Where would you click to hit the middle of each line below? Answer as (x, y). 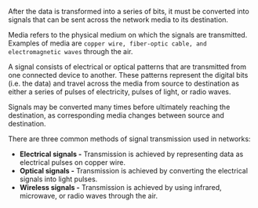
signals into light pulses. (58, 179)
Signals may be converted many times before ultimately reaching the (119, 107)
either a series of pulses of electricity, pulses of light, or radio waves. (120, 92)
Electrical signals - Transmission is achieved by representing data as (131, 154)
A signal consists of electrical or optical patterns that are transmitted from (127, 67)
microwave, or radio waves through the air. (89, 196)
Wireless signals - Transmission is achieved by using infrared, (120, 187)
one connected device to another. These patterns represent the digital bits (128, 75)
